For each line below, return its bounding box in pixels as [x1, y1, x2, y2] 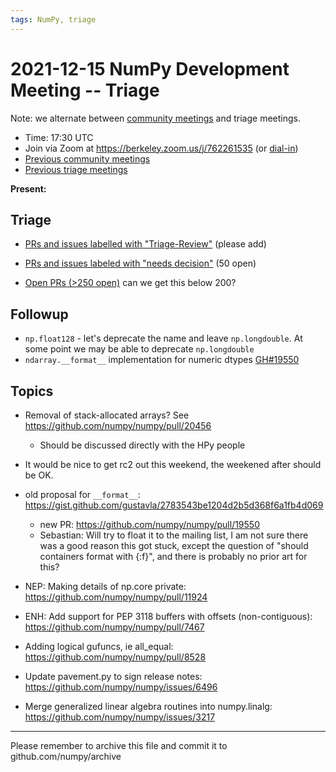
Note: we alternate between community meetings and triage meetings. [10, 112, 301, 124]
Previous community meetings [24, 152, 151, 165]
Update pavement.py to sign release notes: [24, 671, 203, 682]
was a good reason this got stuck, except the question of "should [39, 540, 309, 551]
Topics [10, 382, 54, 400]
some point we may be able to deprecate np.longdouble [24, 343, 255, 355]
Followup [10, 306, 69, 323]
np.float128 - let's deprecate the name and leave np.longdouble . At [24, 332, 303, 345]
